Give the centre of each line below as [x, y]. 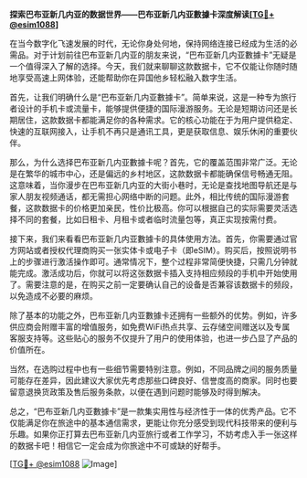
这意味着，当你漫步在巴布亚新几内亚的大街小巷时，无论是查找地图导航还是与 [153, 185]
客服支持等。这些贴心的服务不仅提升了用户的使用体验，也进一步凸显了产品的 [153, 338]
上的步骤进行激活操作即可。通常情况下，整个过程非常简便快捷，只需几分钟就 [153, 261]
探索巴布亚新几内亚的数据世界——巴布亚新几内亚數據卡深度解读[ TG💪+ [142, 14]
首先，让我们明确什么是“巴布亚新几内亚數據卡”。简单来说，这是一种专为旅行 [153, 97]
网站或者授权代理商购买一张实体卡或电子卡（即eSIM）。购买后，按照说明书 [157, 250]
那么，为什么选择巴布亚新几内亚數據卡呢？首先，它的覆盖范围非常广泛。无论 [153, 162]
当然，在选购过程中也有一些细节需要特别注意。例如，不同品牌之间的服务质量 [153, 369]
